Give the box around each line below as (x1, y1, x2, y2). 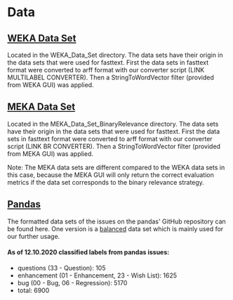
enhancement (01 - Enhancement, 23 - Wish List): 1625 (17, 271, 178, 280)
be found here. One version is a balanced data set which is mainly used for (7, 224, 224, 233)
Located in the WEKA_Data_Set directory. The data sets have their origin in (7, 51, 223, 59)
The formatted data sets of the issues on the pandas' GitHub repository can (7, 217, 226, 226)
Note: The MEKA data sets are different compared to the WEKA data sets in (7, 163, 225, 171)
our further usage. (7, 232, 60, 240)
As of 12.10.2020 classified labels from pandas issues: (7, 248, 170, 256)
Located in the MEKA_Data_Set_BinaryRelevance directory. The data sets (7, 119, 219, 128)
